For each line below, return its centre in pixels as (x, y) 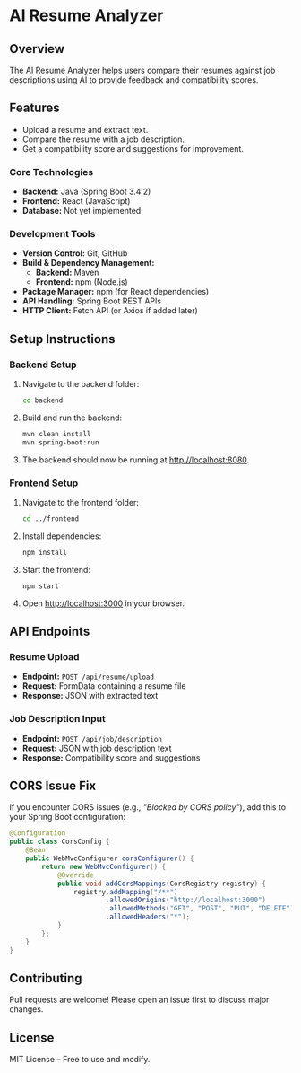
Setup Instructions (62, 339)
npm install (44, 552)
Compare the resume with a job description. (103, 139)
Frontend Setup (44, 483)
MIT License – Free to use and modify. (80, 1060)
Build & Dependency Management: (88, 263)
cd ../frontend (51, 519)
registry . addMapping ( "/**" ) (125, 892)
